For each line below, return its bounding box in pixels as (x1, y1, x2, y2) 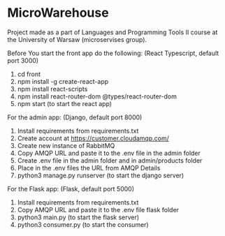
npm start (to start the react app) (17, 99, 112, 108)
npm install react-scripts (17, 84, 88, 93)
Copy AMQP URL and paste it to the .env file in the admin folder (17, 149, 201, 157)
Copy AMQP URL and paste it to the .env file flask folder (17, 205, 180, 214)
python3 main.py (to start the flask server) (17, 213, 140, 221)
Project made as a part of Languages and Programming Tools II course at (7, 28, 218, 36)
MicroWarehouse (7, 5, 110, 21)
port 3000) (7, 56, 39, 64)
